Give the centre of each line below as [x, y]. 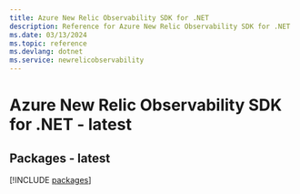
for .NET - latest [70, 125]
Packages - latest [60, 158]
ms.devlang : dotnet [46, 52]
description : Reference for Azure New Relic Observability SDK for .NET [150, 26]
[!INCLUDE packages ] [50, 180]
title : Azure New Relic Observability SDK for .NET [109, 18]
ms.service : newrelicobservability [77, 60]
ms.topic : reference [49, 43]
